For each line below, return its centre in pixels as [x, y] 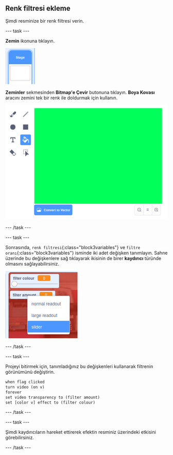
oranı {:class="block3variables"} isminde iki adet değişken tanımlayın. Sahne [86, 253]
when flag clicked [25, 382]
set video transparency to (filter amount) [53, 398]
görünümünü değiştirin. [30, 372]
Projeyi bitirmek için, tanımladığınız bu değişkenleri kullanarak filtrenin [79, 366]
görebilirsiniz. [20, 437]
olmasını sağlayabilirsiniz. [32, 264]
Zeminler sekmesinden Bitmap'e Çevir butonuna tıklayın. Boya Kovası [80, 92]
